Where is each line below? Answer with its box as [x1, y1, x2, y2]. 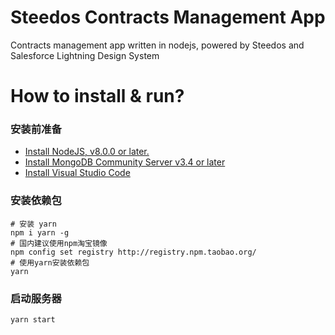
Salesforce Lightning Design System [10, 49, 160, 61]
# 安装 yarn [10, 219, 57, 229]
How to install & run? [10, 85, 185, 108]
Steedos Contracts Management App [10, 6, 326, 29]
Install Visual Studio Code [24, 167, 131, 179]
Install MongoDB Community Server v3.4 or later [24, 156, 226, 168]
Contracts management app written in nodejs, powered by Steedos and [10, 39, 305, 51]
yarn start [10, 315, 56, 325]
